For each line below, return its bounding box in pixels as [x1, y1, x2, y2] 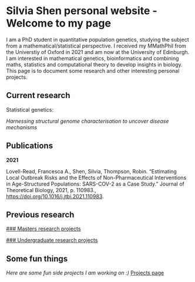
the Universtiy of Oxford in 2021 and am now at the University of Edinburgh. [6, 48, 190, 55]
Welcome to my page [6, 16, 112, 30]
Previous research [6, 210, 75, 220]
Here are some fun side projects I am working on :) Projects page [6, 269, 164, 277]
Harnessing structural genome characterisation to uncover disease [6, 117, 169, 125]
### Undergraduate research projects [6, 237, 98, 244]
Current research [6, 90, 70, 100]
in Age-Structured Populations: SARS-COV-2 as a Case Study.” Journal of [6, 180, 185, 187]
